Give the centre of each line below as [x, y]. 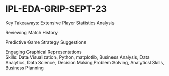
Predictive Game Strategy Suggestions [46, 42]
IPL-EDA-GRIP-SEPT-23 [56, 9]
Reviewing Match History [32, 32]
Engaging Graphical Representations [44, 52]
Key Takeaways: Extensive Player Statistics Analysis [60, 23]
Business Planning [25, 68]
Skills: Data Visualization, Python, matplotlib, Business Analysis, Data [77, 57]
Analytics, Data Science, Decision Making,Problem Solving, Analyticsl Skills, [85, 62]
